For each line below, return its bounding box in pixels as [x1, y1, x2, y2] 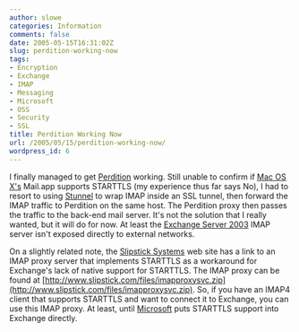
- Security [9, 113, 50, 122]
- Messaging [9, 88, 54, 97]
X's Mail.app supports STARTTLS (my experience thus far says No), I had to [9, 180, 289, 191]
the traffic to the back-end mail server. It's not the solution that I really [9, 209, 267, 220]
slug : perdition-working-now [9, 47, 118, 56]
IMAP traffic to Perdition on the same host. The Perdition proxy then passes [9, 199, 288, 211]
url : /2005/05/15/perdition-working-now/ [9, 138, 167, 147]
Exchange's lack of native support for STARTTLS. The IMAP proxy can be [9, 265, 280, 275]
